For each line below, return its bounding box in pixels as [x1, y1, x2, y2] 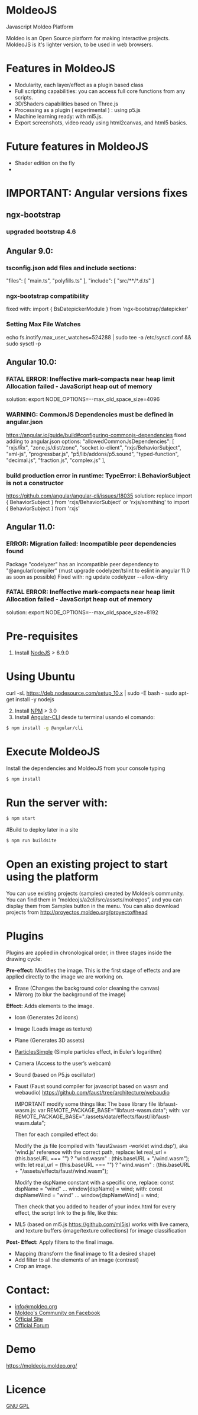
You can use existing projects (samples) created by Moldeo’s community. [6, 890, 184, 897]
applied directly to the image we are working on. [6, 973, 124, 980]
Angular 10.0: [6, 357, 57, 367]
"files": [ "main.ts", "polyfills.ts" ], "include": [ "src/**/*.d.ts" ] [6, 277, 155, 284]
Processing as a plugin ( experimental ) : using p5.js [14, 106, 141, 113]
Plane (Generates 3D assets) [14, 1037, 85, 1044]
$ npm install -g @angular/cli [6, 725, 83, 731]
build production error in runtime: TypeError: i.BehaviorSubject [6, 471, 191, 480]
